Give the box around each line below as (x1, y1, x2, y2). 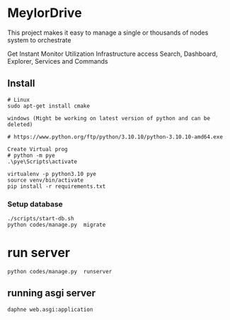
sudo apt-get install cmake (7, 102, 91, 109)
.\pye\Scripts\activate (7, 158, 78, 165)
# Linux (7, 96, 30, 103)
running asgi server (7, 288, 96, 300)
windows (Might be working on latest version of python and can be (7, 114, 211, 122)
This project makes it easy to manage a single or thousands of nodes (7, 28, 209, 37)
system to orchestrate (7, 35, 71, 44)
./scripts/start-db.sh (7, 215, 74, 223)
